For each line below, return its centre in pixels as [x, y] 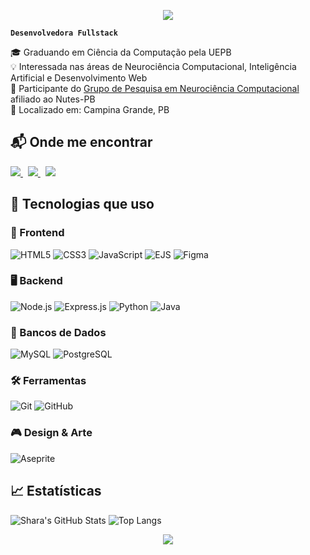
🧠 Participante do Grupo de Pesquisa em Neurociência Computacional [155, 88]
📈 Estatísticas [56, 491]
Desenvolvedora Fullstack [64, 33]
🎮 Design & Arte [51, 433]
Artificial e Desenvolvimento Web [79, 78]
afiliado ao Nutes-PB [53, 99]
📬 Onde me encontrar [81, 142]
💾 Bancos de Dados [58, 332]
